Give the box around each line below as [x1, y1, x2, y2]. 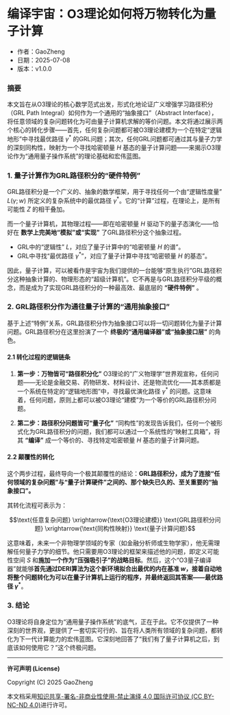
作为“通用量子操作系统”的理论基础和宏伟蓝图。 [12, 152, 145, 160]
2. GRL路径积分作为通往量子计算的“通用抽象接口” [7, 302, 170, 312]
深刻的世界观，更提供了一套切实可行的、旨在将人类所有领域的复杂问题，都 [7, 626, 217, 634]
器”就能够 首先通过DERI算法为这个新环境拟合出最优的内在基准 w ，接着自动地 [7, 564, 222, 572]
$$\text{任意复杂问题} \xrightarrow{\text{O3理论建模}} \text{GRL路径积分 [9, 516, 215, 524]
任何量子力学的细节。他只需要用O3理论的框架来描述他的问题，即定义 [12, 547, 207, 555]
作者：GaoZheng [16, 47, 65, 56]
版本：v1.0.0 [16, 64, 53, 73]
